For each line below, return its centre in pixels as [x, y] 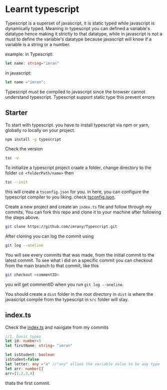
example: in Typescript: [29, 54]
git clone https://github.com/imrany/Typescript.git [61, 227]
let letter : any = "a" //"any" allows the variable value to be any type [82, 364]
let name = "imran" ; [25, 82]
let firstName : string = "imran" [39, 346]
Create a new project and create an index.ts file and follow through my [78, 207]
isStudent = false [22, 359]
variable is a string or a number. [38, 44]
